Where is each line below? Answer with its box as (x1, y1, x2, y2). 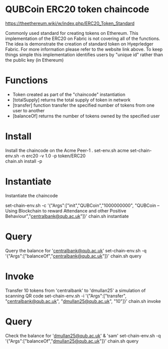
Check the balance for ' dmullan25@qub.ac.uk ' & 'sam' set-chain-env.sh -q (5, 332, 161, 338)
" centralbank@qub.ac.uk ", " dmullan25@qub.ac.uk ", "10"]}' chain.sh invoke (5, 298, 161, 304)
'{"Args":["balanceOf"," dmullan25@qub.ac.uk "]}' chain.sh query (5, 338, 139, 344)
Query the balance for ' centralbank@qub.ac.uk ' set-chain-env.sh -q (5, 247, 147, 253)
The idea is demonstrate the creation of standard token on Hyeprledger (5, 40, 154, 47)
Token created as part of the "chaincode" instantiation (12, 91, 126, 97)
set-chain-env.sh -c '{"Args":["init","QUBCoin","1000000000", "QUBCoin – (5, 202, 160, 208)
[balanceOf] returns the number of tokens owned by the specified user (12, 113, 160, 119)
